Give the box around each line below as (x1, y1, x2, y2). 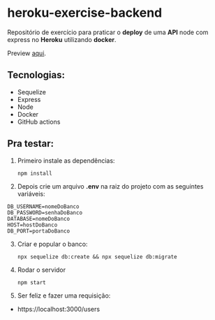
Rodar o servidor (17, 266, 66, 274)
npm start (17, 279, 47, 286)
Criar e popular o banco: (17, 240, 88, 248)
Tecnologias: (7, 69, 65, 81)
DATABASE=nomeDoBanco (7, 215, 71, 222)
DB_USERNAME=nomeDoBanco (7, 203, 80, 210)
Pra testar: (7, 138, 54, 150)
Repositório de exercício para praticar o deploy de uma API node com (7, 28, 209, 36)
